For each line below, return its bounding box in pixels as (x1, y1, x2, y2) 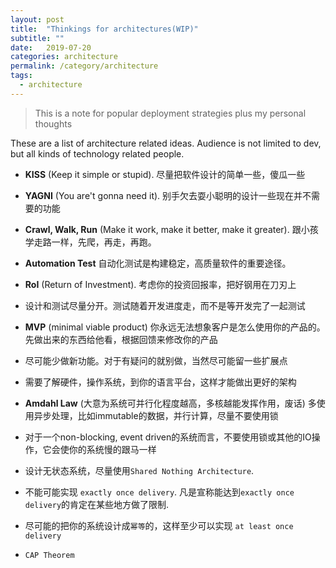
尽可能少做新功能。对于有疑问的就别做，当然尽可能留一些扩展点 (24, 354, 288, 366)
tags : (10, 71, 33, 81)
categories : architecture (10, 52, 118, 62)
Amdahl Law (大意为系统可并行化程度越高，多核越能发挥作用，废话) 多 (24, 397, 317, 409)
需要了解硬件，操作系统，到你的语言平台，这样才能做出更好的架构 (24, 376, 297, 388)
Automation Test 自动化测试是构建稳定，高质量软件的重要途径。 (24, 257, 292, 269)
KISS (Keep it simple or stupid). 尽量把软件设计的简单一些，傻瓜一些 (24, 168, 306, 180)
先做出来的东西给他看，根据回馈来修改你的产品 (24, 333, 218, 345)
